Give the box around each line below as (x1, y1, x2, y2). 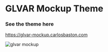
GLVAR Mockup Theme (5, 3, 104, 14)
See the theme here (5, 21, 54, 28)
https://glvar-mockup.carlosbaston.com (5, 32, 88, 38)
